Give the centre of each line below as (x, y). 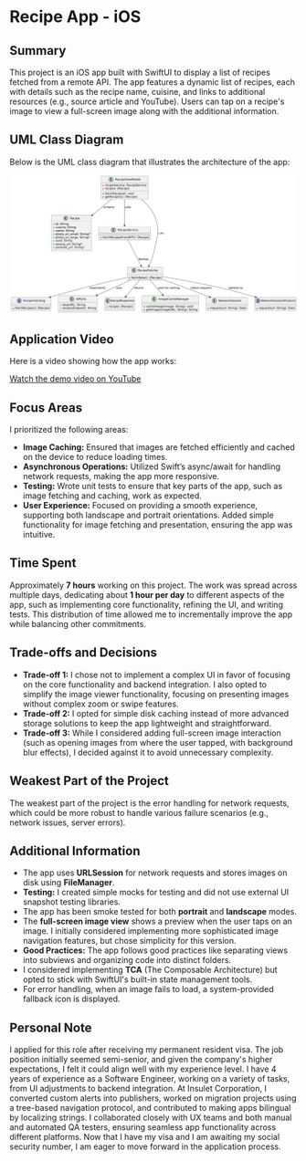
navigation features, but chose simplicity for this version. (129, 941)
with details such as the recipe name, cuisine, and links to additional (137, 92)
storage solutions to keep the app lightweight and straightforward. (147, 723)
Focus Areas (46, 408)
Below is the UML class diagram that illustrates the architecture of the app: (150, 162)
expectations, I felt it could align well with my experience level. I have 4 (143, 1069)
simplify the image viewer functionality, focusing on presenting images (156, 694)
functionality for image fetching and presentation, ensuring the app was (158, 525)
